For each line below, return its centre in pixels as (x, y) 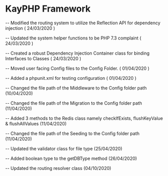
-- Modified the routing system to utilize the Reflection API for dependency (83, 23)
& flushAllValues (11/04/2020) (36, 123)
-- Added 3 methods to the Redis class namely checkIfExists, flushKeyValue (84, 118)
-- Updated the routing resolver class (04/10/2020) (58, 168)
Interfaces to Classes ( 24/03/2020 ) (43, 58)
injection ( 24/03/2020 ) (30, 28)
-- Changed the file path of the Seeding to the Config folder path (72, 133)
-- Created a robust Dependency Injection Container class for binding (77, 53)
